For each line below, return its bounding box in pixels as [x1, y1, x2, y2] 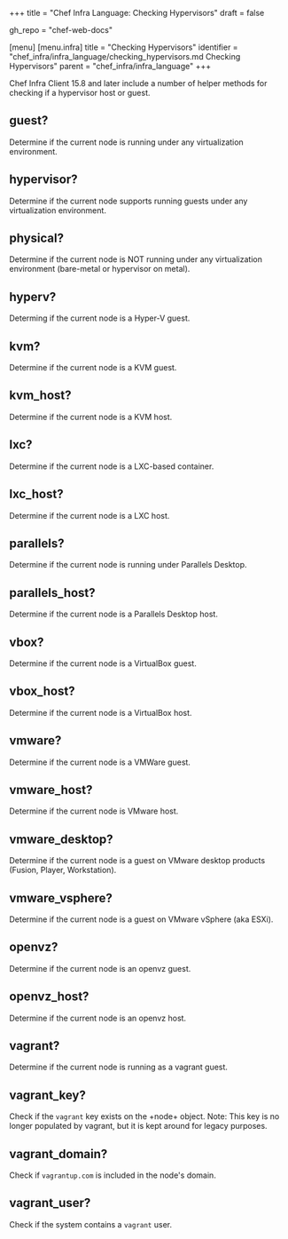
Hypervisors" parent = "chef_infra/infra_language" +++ [9, 61, 211, 71]
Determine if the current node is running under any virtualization [9, 137, 244, 147]
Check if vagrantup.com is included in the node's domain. [9, 1170, 217, 1180]
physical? [9, 231, 65, 246]
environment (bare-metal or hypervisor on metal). [9, 264, 191, 274]
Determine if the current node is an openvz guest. [9, 963, 191, 973]
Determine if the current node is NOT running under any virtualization [9, 254, 263, 265]
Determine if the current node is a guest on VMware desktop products [9, 855, 266, 866]
